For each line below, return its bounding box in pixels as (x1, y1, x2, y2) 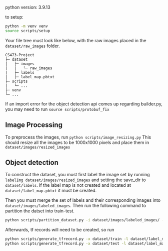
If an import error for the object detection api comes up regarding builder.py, (5, 100, 162, 107)
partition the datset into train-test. (5, 208, 75, 214)
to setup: (5, 14, 23, 20)
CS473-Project (5, 52, 35, 57)
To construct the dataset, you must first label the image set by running (5, 172, 150, 178)
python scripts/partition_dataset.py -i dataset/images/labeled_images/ (5, 218, 160, 223)
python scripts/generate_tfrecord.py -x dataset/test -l (5, 241, 126, 246)
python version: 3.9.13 (5, 5, 51, 10)
